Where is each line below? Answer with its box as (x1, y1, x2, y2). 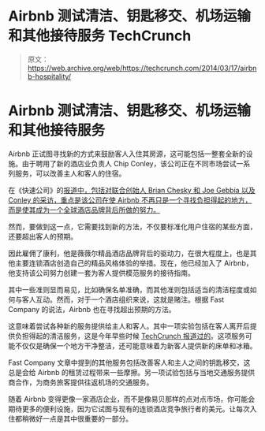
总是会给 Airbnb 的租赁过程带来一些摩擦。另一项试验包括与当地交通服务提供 (8, 367, 255, 377)
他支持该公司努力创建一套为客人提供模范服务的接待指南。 (8, 268, 195, 277)
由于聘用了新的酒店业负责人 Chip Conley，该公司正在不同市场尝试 (21, 158, 237, 168)
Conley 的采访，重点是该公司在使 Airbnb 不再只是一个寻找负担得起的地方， (8, 195, 252, 205)
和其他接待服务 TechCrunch (8, 27, 192, 45)
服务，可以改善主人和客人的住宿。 (14, 169, 126, 178)
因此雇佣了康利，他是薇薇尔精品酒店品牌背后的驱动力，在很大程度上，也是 (8, 248, 250, 258)
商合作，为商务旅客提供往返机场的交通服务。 (8, 377, 154, 387)
